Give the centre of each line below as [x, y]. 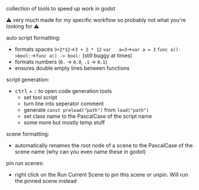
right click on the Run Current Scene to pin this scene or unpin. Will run [101, 175]
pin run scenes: [25, 163]
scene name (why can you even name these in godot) [80, 152]
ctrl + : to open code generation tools [63, 91]
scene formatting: [28, 134]
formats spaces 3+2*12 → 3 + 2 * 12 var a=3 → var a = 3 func [91, 49]
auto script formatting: [33, 38]
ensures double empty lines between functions [72, 68]
